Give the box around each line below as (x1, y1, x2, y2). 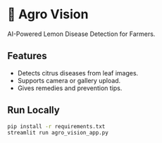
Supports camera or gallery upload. (17, 76, 121, 85)
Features (7, 50, 47, 62)
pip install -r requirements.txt (7, 123, 106, 130)
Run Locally (7, 104, 60, 116)
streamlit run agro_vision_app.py (7, 130, 109, 137)
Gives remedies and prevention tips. (17, 84, 123, 92)
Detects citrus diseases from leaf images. (17, 68, 139, 77)
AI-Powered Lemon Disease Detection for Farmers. (7, 30, 156, 38)
